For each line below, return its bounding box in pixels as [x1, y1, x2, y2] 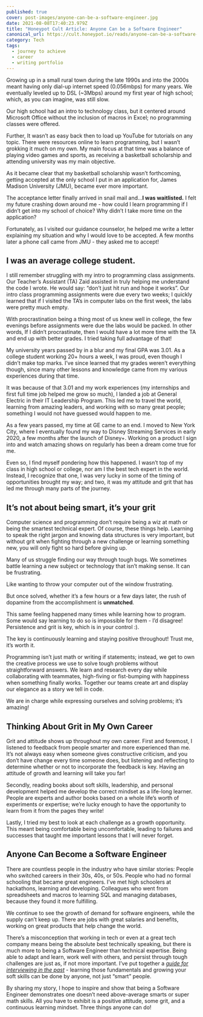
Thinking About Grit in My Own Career [6, 721, 153, 732]
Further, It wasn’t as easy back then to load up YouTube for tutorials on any [6, 132, 193, 139]
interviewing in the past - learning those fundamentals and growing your [6, 966, 187, 973]
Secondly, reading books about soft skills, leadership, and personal [6, 781, 173, 789]
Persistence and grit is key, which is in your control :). [6, 624, 140, 631]
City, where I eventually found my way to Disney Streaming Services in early [6, 428, 196, 435]
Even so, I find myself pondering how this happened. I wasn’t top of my [6, 459, 184, 467]
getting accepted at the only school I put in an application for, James [6, 176, 177, 183]
